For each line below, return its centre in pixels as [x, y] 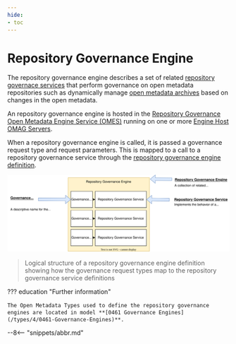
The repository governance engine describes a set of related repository [111, 78]
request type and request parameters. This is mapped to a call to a [104, 150]
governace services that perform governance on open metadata [100, 85]
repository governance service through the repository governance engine [114, 158]
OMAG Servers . [30, 129]
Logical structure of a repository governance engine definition [115, 263]
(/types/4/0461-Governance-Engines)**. [66, 320]
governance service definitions [69, 278]
